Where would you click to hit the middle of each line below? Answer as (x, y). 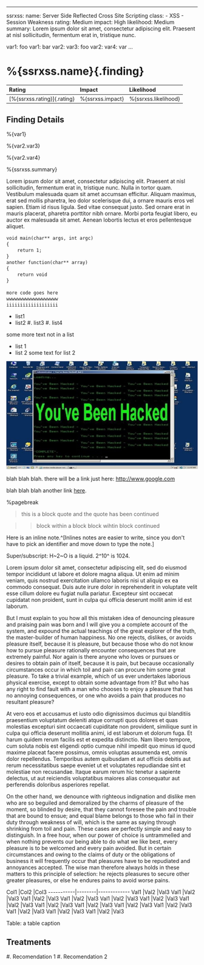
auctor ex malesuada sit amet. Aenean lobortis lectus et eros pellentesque (99, 220)
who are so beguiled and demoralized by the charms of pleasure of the (95, 803)
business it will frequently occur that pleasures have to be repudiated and (98, 861)
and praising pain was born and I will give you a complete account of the (97, 624)
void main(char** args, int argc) (50, 238)
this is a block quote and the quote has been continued (90, 514)
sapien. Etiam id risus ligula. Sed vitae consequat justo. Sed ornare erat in (98, 207)
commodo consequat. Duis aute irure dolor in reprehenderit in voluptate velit (102, 587)
